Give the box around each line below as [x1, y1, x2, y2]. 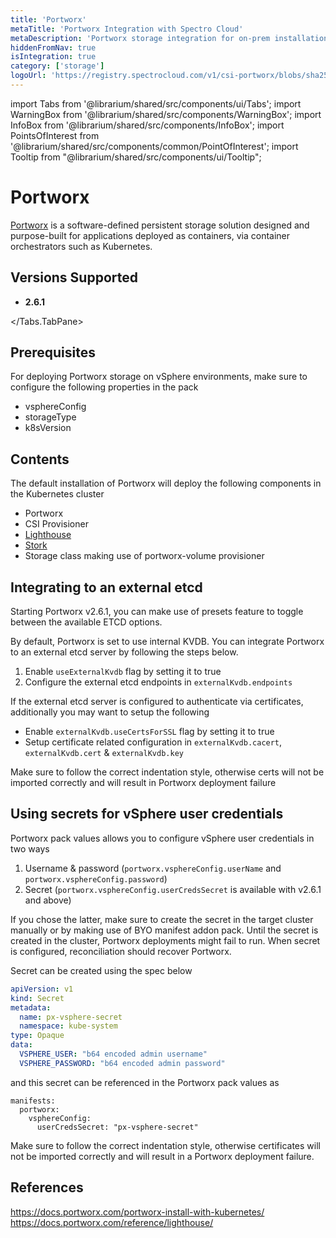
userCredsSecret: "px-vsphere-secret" [36, 1122, 199, 1132]
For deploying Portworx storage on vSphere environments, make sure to [10, 371, 308, 383]
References [10, 1179, 84, 1196]
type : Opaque [10, 1031, 65, 1041]
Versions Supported [10, 269, 138, 286]
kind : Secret [10, 993, 65, 1003]
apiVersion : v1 [10, 984, 74, 994]
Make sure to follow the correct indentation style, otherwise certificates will [10, 1139, 321, 1151]
